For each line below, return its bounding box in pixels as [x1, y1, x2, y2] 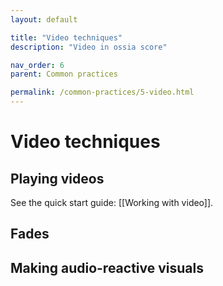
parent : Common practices [10, 69, 118, 80]
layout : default [10, 14, 78, 25]
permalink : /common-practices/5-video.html [10, 87, 195, 98]
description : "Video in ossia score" [10, 42, 168, 52]
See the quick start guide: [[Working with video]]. [10, 197, 214, 208]
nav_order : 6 [10, 60, 65, 70]
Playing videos [10, 170, 105, 187]
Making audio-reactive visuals [10, 259, 204, 276]
